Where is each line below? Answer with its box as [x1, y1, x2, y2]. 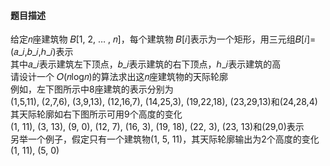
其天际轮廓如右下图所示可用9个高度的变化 [10, 108, 183, 120]
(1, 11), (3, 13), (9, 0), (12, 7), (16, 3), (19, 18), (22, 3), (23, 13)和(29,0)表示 [10, 121, 305, 133]
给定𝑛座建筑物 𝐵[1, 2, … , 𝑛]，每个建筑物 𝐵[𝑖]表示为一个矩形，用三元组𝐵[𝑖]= [10, 33, 317, 45]
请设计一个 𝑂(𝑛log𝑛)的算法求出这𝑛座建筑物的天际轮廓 [10, 71, 229, 83]
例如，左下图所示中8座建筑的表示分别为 [10, 83, 174, 95]
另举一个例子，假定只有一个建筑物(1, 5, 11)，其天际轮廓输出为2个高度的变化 [10, 133, 320, 145]
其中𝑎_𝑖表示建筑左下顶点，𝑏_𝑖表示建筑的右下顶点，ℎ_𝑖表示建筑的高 [10, 58, 282, 70]
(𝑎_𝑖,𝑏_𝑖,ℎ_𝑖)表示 [10, 46, 74, 58]
